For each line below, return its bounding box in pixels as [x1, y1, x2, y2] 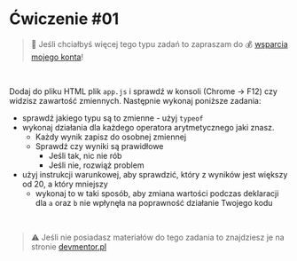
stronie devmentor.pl [30, 241, 107, 252]
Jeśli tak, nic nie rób [48, 150, 122, 161]
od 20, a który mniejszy [21, 178, 108, 189]
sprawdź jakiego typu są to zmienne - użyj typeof [21, 112, 204, 123]
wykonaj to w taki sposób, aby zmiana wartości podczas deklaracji [35, 187, 279, 199]
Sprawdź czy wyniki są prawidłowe [35, 140, 164, 151]
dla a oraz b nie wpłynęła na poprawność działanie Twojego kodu [35, 197, 273, 208]
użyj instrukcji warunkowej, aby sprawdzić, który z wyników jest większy [21, 169, 288, 179]
